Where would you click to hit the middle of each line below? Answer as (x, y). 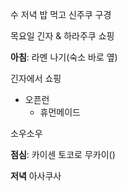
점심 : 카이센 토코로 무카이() (63, 154)
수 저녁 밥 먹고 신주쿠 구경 (61, 14)
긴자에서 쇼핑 (36, 78)
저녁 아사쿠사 (36, 176)
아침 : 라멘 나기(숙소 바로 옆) (64, 57)
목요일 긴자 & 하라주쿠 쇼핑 (62, 36)
